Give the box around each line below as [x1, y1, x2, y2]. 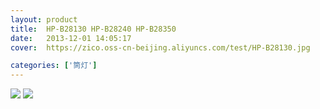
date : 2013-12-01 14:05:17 [10, 33, 132, 43]
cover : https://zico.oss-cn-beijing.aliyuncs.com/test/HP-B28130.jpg [10, 42, 311, 53]
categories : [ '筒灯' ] [10, 61, 98, 71]
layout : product [10, 14, 78, 25]
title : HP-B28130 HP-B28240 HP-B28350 [10, 24, 177, 34]
